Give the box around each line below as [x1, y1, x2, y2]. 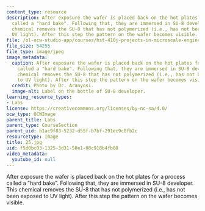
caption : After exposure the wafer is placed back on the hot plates [12, 60, 192, 66]
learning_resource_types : [6, 94, 72, 100]
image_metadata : [6, 54, 48, 60]
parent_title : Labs [6, 116, 56, 123]
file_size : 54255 [6, 43, 51, 49]
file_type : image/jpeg [6, 49, 64, 55]
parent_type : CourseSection [6, 123, 78, 129]
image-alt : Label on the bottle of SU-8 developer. [12, 88, 146, 95]
